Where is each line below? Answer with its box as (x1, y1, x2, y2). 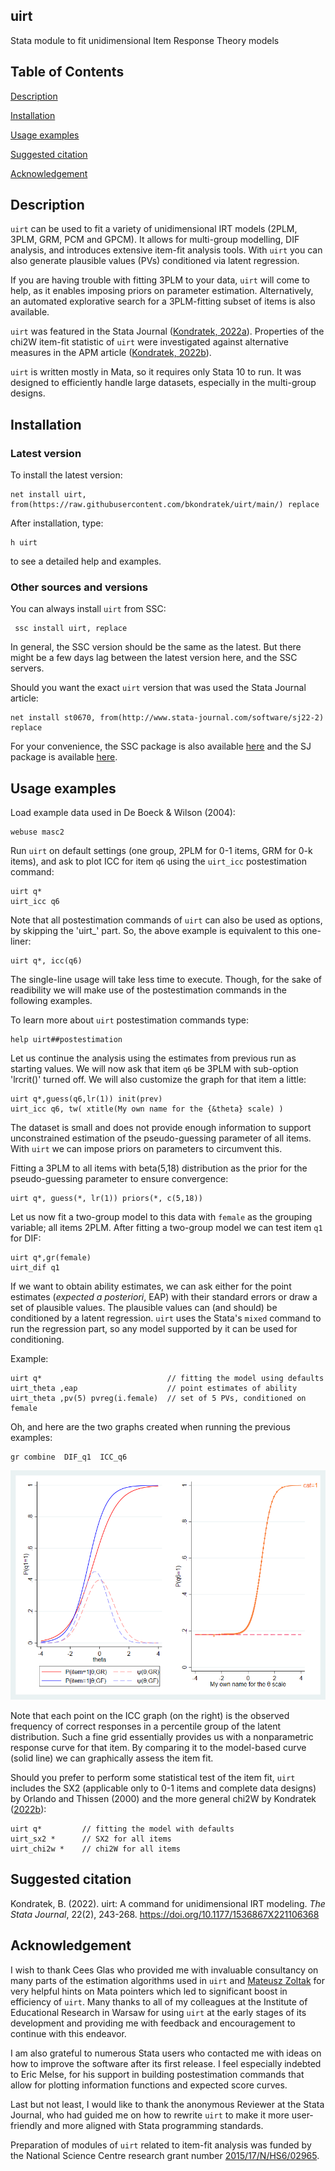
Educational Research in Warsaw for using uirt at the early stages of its (10, 2006, 307, 2018)
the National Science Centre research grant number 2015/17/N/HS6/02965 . (10, 2149, 320, 2161)
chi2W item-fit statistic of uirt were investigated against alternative (10, 336, 289, 348)
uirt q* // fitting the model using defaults (10, 1374, 325, 1384)
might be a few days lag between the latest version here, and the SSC (10, 652, 298, 664)
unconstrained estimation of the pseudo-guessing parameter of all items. (10, 1132, 312, 1144)
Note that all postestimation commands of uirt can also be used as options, (10, 914, 323, 926)
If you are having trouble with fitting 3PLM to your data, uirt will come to (10, 274, 310, 286)
